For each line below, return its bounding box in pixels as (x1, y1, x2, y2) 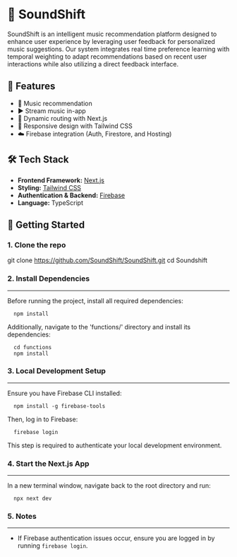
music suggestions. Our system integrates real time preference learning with (7, 45, 230, 53)
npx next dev (13, 495, 52, 503)
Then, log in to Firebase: (7, 415, 78, 423)
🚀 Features (7, 81, 56, 93)
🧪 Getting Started (7, 218, 85, 230)
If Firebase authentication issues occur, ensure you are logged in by (17, 534, 215, 543)
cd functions (13, 344, 52, 351)
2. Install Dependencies (7, 274, 90, 283)
